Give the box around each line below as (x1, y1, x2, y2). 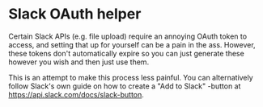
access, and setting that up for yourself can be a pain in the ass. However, (8, 39, 257, 49)
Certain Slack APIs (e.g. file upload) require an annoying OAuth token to (8, 31, 248, 41)
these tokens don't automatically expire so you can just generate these (8, 48, 244, 58)
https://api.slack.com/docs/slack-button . (8, 89, 144, 99)
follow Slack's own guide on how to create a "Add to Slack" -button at (8, 81, 241, 91)
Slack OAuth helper (8, 5, 142, 23)
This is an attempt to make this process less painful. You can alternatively (8, 72, 253, 82)
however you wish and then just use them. (8, 57, 150, 67)
